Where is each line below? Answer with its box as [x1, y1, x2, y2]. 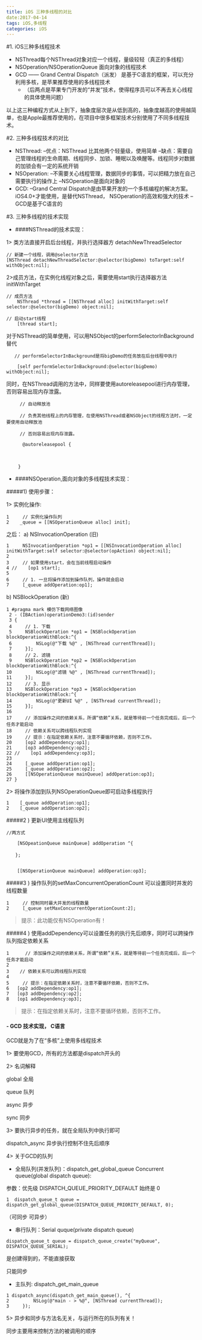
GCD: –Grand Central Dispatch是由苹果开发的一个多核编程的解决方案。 [14, 185, 191, 192]
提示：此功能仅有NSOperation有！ [21, 917, 107, 924]
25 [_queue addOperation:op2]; [6, 766, 96, 772]
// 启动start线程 [6, 316, 46, 322]
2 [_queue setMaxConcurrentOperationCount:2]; [6, 905, 136, 911]
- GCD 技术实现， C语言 [6, 1022, 65, 1029]
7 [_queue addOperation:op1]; [6, 582, 93, 588]
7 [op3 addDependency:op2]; [6, 991, 83, 997]
